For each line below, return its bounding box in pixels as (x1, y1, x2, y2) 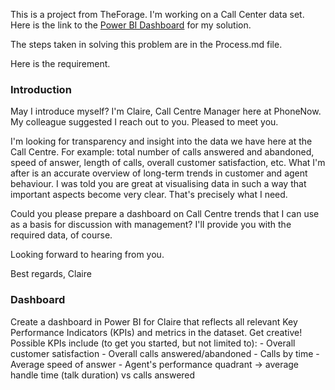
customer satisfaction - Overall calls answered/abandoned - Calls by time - (10, 347, 320, 359)
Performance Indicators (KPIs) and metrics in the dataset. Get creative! (10, 326, 303, 338)
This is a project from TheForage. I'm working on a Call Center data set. (10, 9, 305, 20)
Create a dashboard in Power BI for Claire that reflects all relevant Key (10, 315, 298, 328)
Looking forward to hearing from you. (10, 249, 165, 261)
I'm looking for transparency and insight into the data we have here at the (10, 135, 313, 148)
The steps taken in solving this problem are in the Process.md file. (10, 39, 283, 50)
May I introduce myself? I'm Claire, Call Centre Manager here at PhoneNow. (10, 105, 322, 118)
